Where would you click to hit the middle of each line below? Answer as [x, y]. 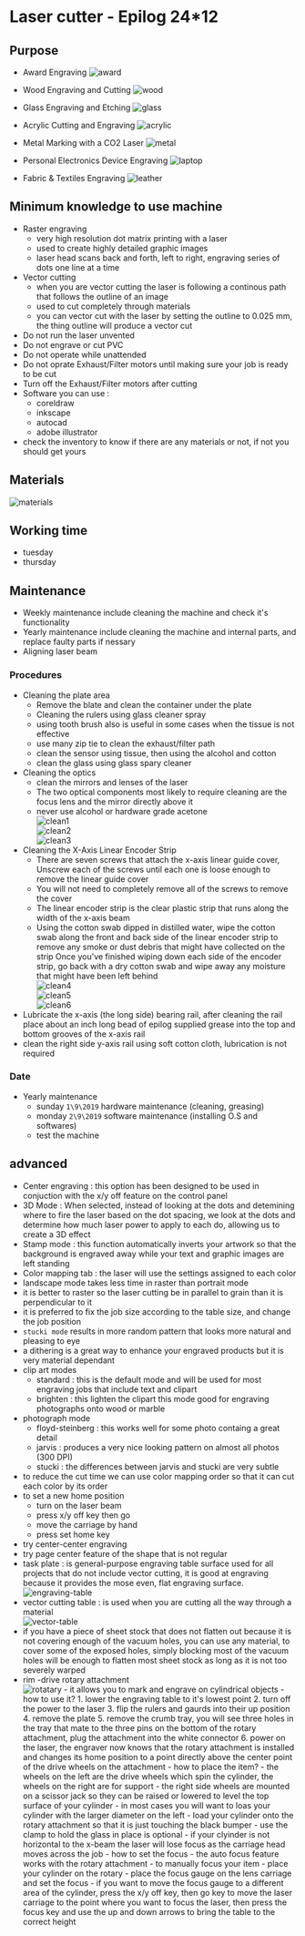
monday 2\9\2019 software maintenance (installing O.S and [147, 1116]
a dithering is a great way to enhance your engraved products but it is [153, 1350]
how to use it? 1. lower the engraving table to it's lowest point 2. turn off [157, 1699]
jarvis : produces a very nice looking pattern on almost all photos [158, 1447]
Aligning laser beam [60, 651]
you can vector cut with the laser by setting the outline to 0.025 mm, [164, 315]
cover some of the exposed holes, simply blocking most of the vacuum [156, 1650]
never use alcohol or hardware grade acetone [122, 811]
